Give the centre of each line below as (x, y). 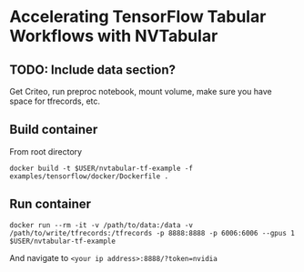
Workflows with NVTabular (114, 36)
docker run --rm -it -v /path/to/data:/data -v (101, 225)
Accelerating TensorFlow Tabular (138, 17)
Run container (51, 204)
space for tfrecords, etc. (55, 101)
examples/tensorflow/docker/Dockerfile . (89, 176)
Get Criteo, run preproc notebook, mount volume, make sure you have (141, 91)
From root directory (46, 151)
